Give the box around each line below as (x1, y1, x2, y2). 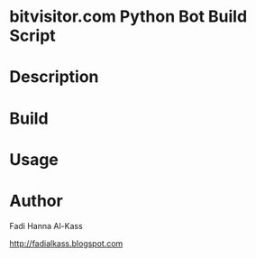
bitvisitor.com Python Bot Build (9, 6, 248, 27)
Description (9, 67, 99, 88)
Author (9, 190, 63, 211)
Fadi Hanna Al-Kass (9, 220, 83, 231)
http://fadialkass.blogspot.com (9, 237, 123, 249)
